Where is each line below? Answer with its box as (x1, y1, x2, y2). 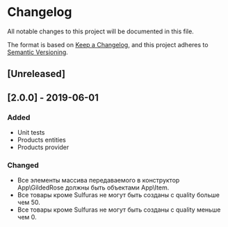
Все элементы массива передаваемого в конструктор (17, 176, 180, 185)
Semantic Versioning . (7, 48, 68, 56)
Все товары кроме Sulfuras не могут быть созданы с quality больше (17, 191, 220, 199)
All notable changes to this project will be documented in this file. (7, 27, 195, 35)
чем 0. (17, 213, 37, 221)
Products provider (17, 143, 70, 151)
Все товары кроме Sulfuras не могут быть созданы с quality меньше (17, 205, 221, 214)
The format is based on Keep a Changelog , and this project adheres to (7, 40, 209, 49)
